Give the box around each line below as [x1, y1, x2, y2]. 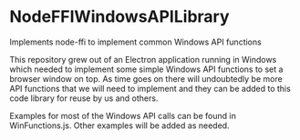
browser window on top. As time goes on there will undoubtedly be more [9, 73, 283, 84]
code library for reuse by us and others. [9, 93, 159, 104]
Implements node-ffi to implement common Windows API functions [9, 36, 262, 47]
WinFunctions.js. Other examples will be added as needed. [9, 120, 230, 131]
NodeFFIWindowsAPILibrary [9, 6, 230, 27]
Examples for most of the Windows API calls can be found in [9, 110, 237, 121]
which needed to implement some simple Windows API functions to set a [9, 64, 284, 75]
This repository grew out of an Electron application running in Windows [9, 54, 277, 65]
